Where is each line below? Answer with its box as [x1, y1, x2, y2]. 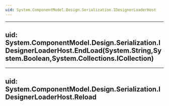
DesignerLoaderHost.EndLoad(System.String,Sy [5, 46, 162, 55]
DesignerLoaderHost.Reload [5, 92, 97, 101]
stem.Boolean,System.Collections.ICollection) [5, 54, 154, 63]
